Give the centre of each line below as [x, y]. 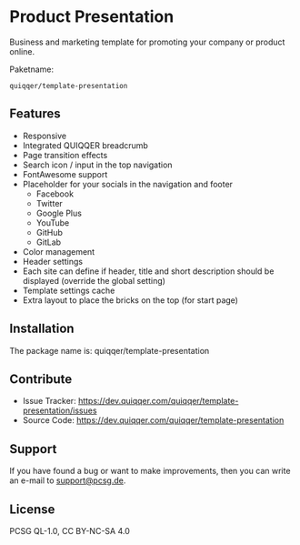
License [32, 509]
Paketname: [32, 69]
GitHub [50, 232]
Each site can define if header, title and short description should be [148, 271]
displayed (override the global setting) [94, 280]
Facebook [55, 194]
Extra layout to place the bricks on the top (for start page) [130, 300]
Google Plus [59, 213]
